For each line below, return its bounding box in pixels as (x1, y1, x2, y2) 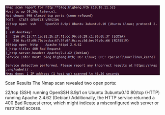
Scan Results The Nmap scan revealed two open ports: (5, 80, 117, 86)
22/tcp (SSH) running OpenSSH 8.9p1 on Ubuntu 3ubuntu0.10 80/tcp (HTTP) (5, 90, 160, 95)
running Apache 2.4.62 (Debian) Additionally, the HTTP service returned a (5, 95, 155, 101)
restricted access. (5, 105, 42, 111)
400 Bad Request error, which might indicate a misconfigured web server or (5, 100, 159, 106)
